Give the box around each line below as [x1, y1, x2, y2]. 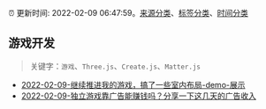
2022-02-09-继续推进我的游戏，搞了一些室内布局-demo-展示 [20, 79, 246, 90]
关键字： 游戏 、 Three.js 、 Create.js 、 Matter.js [29, 61, 201, 71]
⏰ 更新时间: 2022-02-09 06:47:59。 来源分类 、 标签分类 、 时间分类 [8, 8, 249, 18]
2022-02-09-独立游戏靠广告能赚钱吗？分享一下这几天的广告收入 [20, 91, 257, 101]
